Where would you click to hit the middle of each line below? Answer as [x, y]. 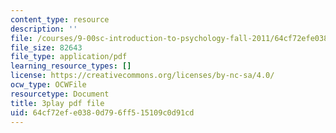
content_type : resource [60, 19]
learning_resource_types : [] [71, 66]
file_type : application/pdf [69, 57]
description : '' [44, 29]
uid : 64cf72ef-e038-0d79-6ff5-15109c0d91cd [102, 112]
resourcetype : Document [60, 94]
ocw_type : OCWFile [48, 85]
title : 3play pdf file [57, 103]
